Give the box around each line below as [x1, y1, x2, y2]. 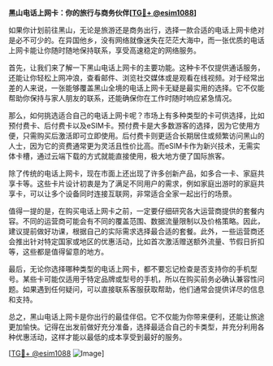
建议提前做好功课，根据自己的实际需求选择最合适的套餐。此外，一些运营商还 [8, 227, 265, 236]
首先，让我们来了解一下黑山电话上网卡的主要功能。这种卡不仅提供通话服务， [8, 63, 265, 72]
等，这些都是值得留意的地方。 [8, 247, 108, 256]
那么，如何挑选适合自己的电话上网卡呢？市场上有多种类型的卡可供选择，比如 [8, 111, 265, 120]
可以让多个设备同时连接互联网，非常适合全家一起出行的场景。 [29, 189, 236, 198]
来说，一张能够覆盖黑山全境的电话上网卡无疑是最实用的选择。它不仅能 [29, 83, 265, 93]
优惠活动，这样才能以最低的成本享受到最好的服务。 [15, 333, 187, 342]
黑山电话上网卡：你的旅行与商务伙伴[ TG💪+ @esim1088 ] [8, 8, 197, 17]
